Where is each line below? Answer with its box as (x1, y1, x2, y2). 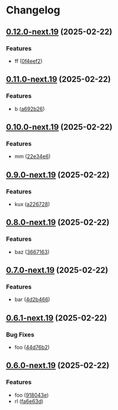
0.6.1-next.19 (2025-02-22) (6, 313, 108, 323)
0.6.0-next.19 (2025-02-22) (6, 360, 110, 371)
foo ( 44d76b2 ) (14, 344, 50, 350)
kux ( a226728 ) (14, 200, 51, 207)
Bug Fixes (6, 331, 35, 339)
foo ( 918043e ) (14, 391, 49, 398)
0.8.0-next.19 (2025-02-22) (6, 217, 110, 228)
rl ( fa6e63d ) (14, 398, 44, 405)
